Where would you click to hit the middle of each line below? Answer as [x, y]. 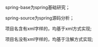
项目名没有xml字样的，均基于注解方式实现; [49, 39]
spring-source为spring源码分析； [40, 18]
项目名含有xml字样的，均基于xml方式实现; [48, 28]
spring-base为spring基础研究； [38, 7]
